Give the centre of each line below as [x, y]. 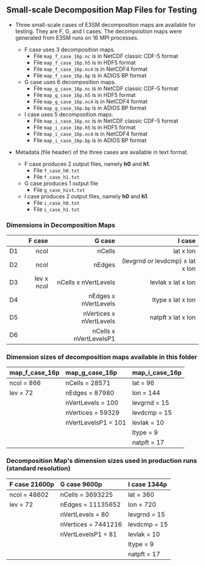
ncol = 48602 [29, 495]
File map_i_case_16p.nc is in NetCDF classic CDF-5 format [106, 121]
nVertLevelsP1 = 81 [88, 534]
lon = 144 [146, 393]
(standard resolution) [38, 468]
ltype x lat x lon [174, 300]
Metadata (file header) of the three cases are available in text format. [102, 152]
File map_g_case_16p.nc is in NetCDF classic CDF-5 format [106, 88]
